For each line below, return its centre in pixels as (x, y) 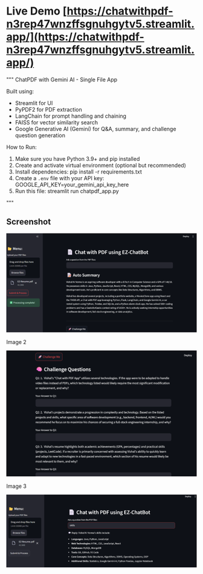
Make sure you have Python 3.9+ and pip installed (77, 158)
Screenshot (29, 222)
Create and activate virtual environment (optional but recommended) (100, 165)
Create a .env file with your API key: (60, 178)
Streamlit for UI (34, 103)
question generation (40, 135)
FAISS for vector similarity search (56, 122)
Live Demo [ (37, 11)
